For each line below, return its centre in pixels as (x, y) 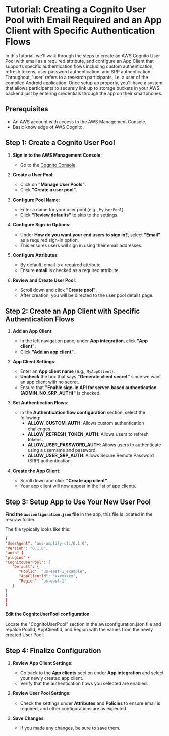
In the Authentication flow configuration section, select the (82, 413)
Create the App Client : (36, 471)
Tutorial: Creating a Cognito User (76, 9)
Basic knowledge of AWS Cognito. (48, 127)
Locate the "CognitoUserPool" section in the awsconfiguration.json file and (83, 624)
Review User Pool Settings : (41, 693)
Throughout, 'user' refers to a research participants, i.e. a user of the (77, 77)
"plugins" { (18, 557)
